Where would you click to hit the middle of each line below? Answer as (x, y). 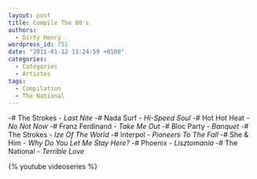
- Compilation (38, 88)
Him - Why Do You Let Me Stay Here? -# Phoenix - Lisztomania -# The (123, 143)
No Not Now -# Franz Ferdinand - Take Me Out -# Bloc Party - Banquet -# (128, 126)
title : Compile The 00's (49, 23)
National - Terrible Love (46, 152)
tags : (17, 81)
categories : (28, 60)
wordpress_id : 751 (38, 45)
